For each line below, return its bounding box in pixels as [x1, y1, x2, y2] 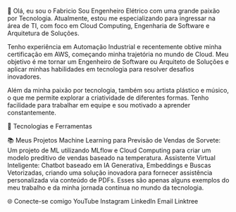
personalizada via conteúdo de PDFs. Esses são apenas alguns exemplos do [7, 176, 230, 184]
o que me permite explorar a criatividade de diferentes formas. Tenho [7, 93, 209, 102]
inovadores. [7, 72, 42, 81]
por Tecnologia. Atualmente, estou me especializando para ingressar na [7, 14, 216, 22]
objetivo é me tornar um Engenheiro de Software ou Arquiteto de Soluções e [7, 58, 229, 66]
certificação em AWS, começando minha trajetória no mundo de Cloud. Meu [7, 50, 229, 58]
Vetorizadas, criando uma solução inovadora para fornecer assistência [7, 168, 213, 177]
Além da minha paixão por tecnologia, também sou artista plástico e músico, [7, 86, 229, 94]
